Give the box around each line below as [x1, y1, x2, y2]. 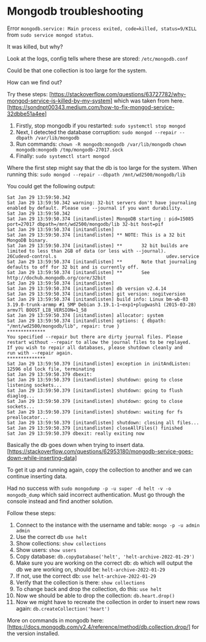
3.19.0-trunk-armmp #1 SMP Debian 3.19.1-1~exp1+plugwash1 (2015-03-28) [7, 302, 197, 308]
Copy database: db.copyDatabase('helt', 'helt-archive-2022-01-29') [15, 552, 195, 560]
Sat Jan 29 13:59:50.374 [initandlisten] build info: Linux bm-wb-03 [7, 296, 189, 302]
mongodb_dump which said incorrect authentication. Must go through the [7, 491, 185, 498]
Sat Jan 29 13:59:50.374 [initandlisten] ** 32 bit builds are [7, 242, 189, 249]
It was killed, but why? [7, 43, 63, 50]
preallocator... [7, 414, 48, 421]
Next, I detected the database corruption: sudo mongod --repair [15, 128, 177, 136]
